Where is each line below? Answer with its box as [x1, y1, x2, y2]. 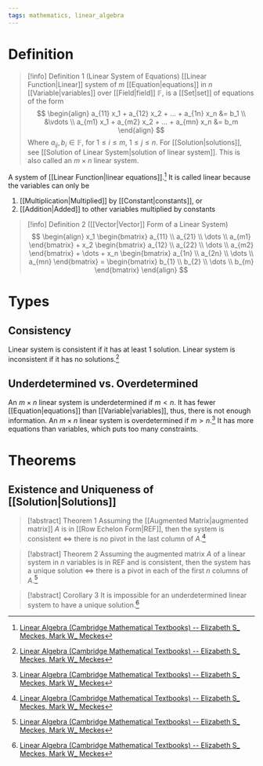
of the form [27, 96, 64, 106]
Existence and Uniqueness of [8, 483, 154, 496]
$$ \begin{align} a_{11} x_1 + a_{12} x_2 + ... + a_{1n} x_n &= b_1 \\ [36, 108, 247, 118]
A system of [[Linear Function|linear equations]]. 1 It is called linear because [8, 171, 251, 182]
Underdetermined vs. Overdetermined [8, 378, 199, 391]
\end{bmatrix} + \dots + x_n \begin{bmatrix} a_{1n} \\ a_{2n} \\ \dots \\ [28, 249, 254, 258]
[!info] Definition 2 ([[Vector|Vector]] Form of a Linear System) [27, 220, 229, 229]
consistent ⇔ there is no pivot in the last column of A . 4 [27, 533, 206, 543]
